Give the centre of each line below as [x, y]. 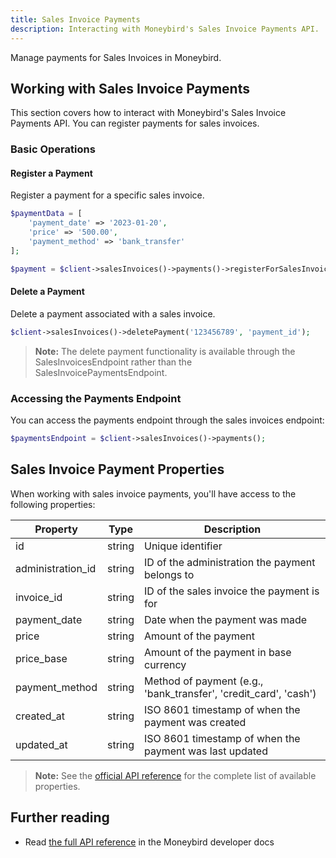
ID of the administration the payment [230, 562]
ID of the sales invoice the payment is [232, 591]
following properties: [53, 504]
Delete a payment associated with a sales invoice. [113, 313]
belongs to [169, 574]
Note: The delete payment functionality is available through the [165, 351]
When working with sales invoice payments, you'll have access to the [153, 493]
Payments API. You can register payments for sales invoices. [135, 123]
